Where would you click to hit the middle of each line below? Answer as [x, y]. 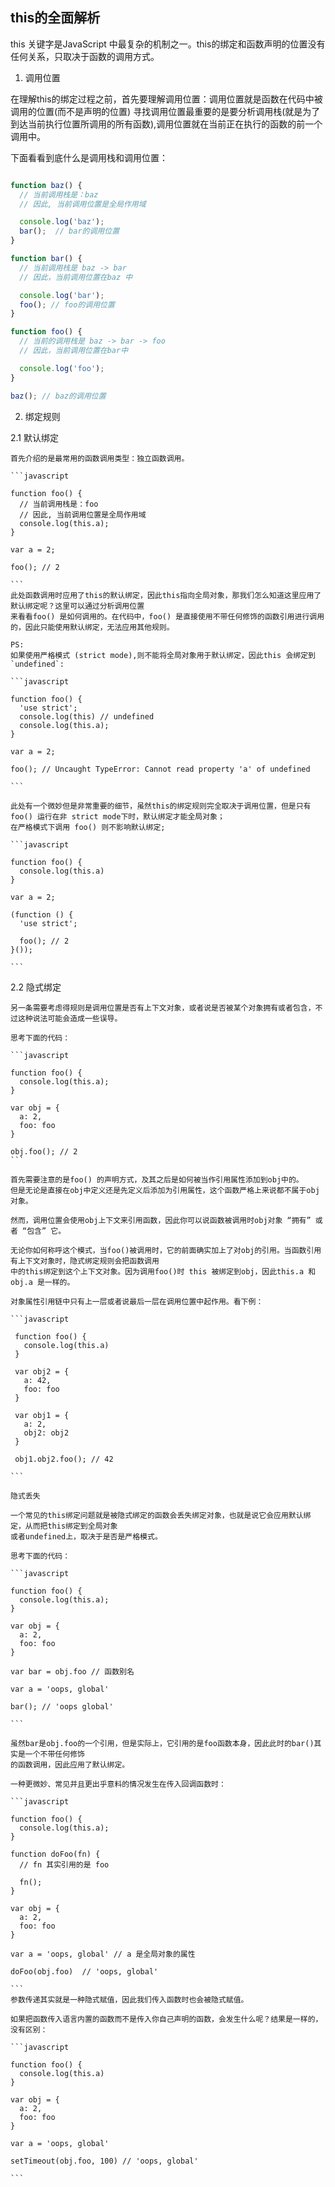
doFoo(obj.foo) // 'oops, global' [84, 1971]
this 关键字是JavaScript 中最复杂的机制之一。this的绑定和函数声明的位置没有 [168, 44]
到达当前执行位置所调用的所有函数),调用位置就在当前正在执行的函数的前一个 [166, 124]
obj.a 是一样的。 [42, 1282]
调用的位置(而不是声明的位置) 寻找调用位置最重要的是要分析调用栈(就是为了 [165, 111]
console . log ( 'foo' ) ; [62, 368]
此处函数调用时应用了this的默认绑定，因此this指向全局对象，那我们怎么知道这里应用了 [166, 595]
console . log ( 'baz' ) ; [62, 222]
